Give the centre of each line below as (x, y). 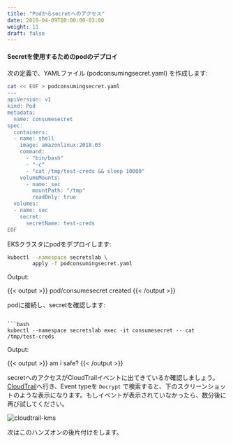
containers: (31, 132)
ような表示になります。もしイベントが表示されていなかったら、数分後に (123, 395)
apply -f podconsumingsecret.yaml (82, 264)
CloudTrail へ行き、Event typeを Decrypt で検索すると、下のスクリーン (107, 386)
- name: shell (34, 139)
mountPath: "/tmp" (59, 191)
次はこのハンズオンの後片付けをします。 (65, 433)
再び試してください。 (38, 404)
